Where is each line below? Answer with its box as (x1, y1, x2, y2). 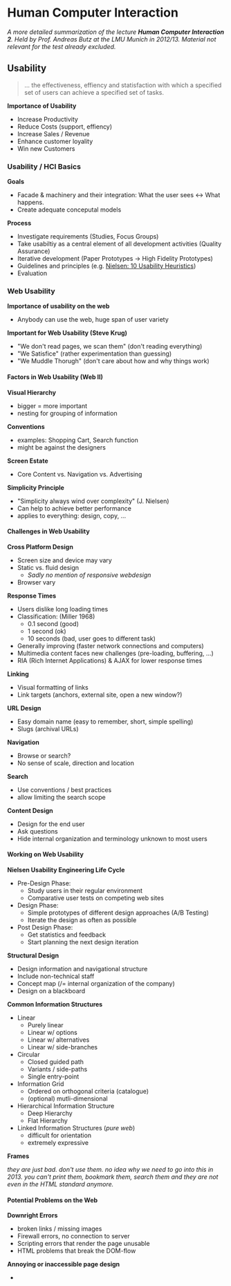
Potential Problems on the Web (7, 1195, 98, 1204)
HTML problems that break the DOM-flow (17, 1247, 136, 1255)
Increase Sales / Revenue (17, 129, 90, 138)
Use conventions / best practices (17, 785, 112, 793)
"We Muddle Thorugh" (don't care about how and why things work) (17, 357, 210, 365)
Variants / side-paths (27, 1065, 88, 1073)
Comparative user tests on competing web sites (27, 894, 165, 902)
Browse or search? (17, 751, 71, 760)
